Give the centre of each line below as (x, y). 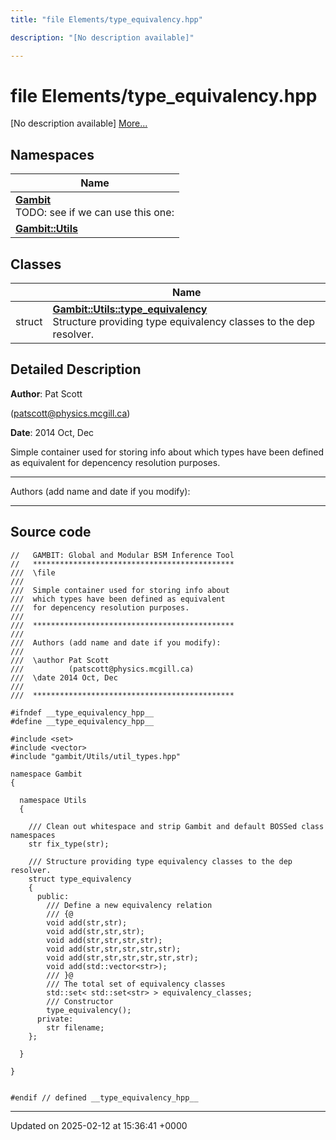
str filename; (75, 1027)
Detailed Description (76, 369)
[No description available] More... (79, 123)
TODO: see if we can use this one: (95, 213)
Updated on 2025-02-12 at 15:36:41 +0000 (99, 1125)
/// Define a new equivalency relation (129, 905)
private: (55, 1019)
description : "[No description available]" (102, 37)
